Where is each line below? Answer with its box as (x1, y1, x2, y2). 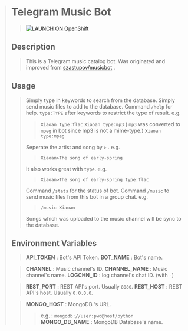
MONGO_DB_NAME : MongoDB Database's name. (40, 319, 163, 326)
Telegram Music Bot (11, 5, 111, 19)
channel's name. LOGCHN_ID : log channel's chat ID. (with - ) (25, 271, 174, 279)
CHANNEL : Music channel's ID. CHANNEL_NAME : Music (25, 266, 168, 273)
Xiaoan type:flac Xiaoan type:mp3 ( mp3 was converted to (40, 120, 180, 127)
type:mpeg (40, 133, 65, 139)
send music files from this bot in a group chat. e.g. (25, 193, 149, 200)
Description (11, 42, 55, 52)
